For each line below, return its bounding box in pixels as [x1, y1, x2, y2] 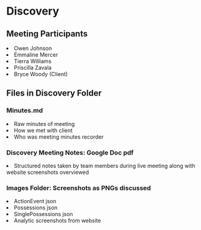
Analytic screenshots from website [14, 217, 102, 225]
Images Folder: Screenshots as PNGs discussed [6, 184, 151, 192]
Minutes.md [6, 106, 43, 115]
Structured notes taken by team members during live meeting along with [14, 162, 196, 169]
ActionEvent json [14, 198, 57, 205]
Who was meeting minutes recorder [14, 133, 104, 141]
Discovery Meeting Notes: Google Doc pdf [6, 148, 134, 156]
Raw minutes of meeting [14, 120, 75, 127]
